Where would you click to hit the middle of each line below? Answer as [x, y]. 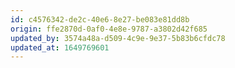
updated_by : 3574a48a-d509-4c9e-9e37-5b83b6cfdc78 [118, 38]
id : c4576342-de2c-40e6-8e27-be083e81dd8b [100, 19]
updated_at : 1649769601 [60, 47]
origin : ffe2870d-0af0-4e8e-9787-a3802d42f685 [109, 29]
